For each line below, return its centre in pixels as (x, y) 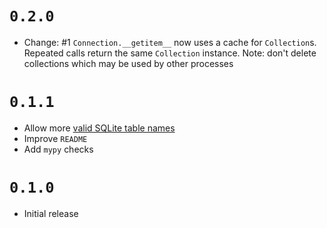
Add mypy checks (58, 149)
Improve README (55, 138)
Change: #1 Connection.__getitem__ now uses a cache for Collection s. (170, 42)
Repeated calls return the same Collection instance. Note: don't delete (170, 53)
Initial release (51, 213)
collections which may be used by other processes (128, 63)
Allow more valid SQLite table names (99, 128)
